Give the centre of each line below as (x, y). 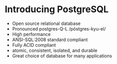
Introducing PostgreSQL (57, 9)
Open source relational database (46, 23)
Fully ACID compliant (34, 45)
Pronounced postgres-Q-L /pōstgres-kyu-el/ (59, 28)
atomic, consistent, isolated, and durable (55, 50)
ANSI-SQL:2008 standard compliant (50, 40)
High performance (31, 34)
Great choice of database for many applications (62, 56)
